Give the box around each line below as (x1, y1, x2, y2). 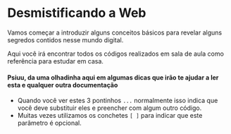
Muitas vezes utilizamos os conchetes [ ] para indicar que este (17, 111, 203, 120)
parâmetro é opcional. (17, 118, 82, 128)
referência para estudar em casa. (7, 56, 104, 65)
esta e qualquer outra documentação (7, 80, 118, 89)
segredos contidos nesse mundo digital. (7, 35, 124, 44)
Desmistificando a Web (7, 5, 146, 21)
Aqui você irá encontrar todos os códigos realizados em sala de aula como (7, 49, 224, 58)
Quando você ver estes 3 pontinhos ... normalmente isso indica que (17, 97, 218, 105)
